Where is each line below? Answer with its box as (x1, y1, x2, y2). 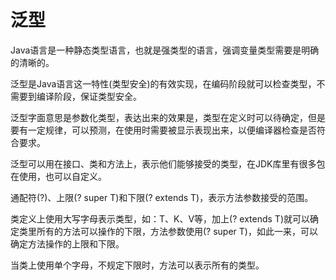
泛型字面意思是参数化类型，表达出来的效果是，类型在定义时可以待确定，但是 (10, 111, 326, 123)
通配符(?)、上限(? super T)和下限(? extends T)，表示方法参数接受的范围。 (10, 191, 314, 203)
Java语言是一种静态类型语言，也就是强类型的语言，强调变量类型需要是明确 (10, 44, 320, 56)
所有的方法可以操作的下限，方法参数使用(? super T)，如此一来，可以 (36, 225, 318, 237)
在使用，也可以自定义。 (10, 170, 107, 182)
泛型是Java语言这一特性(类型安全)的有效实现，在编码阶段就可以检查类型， (10, 77, 317, 90)
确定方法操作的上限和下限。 (10, 237, 125, 250)
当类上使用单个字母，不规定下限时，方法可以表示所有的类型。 (10, 259, 265, 271)
